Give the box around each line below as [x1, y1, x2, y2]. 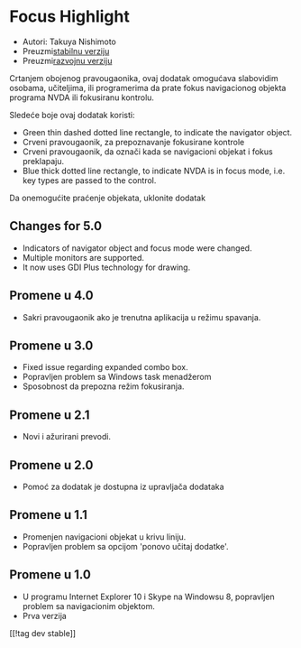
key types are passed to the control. [22, 174, 157, 186]
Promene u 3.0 [9, 338, 94, 353]
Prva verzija [22, 610, 68, 621]
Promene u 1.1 [9, 507, 88, 523]
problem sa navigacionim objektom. [22, 600, 155, 611]
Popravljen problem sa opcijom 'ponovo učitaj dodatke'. [22, 541, 229, 551]
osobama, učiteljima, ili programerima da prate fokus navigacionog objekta [9, 82, 287, 93]
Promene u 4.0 [9, 288, 94, 303]
